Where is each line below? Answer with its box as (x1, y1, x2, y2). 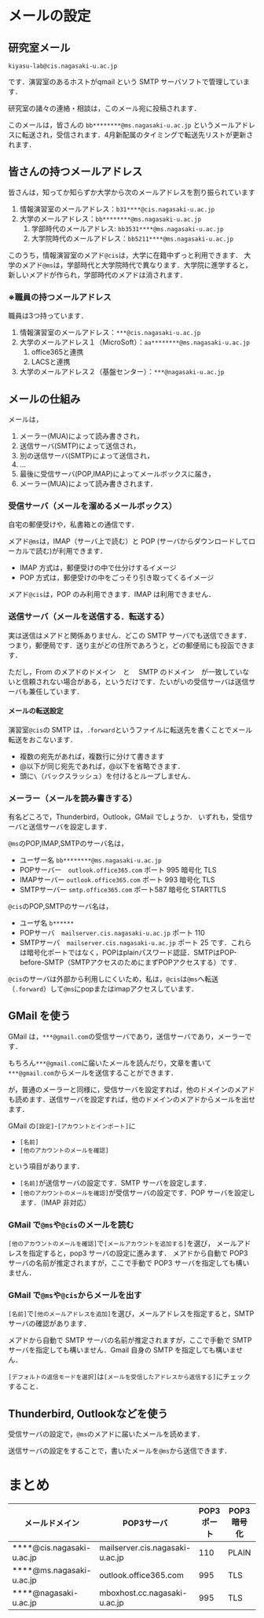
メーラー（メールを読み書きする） (8, 792, 137, 803)
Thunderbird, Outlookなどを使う (8, 1407, 169, 1420)
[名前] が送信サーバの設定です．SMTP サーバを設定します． (19, 1178, 211, 1187)
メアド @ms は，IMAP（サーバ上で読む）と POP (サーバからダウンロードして (8, 536, 249, 546)
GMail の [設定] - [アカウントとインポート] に (8, 1121, 136, 1131)
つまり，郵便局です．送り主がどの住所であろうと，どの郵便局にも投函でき (8, 640, 248, 649)
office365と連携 (31, 348, 84, 357)
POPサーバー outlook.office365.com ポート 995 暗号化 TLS (19, 866, 217, 875)
